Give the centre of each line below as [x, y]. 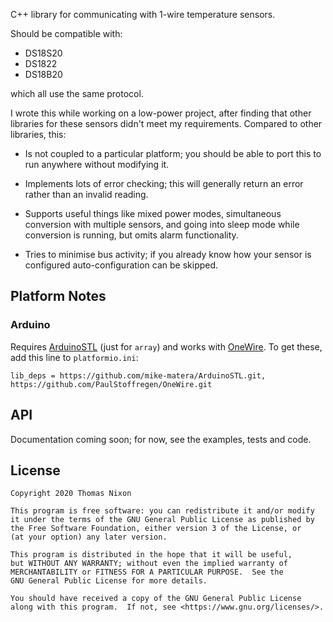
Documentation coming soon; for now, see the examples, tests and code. [161, 439]
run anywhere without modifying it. [97, 164]
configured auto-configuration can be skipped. [121, 265]
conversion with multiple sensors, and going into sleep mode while [162, 224]
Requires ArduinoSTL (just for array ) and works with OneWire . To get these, [166, 346]
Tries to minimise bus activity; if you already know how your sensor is [168, 254]
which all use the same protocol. [77, 93]
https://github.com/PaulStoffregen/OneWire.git [111, 384]
